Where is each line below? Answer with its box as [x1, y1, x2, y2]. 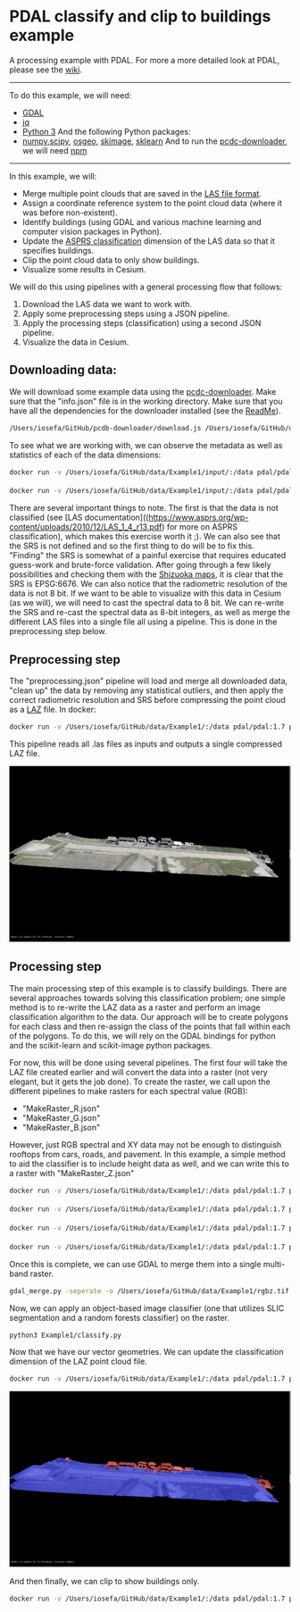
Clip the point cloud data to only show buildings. [21, 255, 200, 265]
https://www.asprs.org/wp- [148, 512, 249, 523]
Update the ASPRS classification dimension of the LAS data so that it [21, 235, 275, 246]
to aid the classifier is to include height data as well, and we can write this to [9, 1158, 290, 1169]
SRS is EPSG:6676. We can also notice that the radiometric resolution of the [9, 579, 287, 589]
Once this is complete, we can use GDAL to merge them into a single [9, 1258, 262, 1269]
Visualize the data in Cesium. [21, 337, 129, 347]
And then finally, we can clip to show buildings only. [9, 1576, 200, 1587]
